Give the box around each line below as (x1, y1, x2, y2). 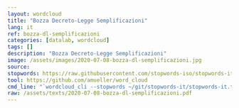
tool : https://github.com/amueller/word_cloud (7, 76, 148, 84)
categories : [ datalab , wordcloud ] (7, 37, 110, 44)
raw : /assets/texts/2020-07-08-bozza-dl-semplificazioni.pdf (7, 90, 193, 97)
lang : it (7, 23, 33, 31)
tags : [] (7, 43, 33, 50)
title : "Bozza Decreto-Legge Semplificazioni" (7, 17, 148, 24)
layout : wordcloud (7, 10, 62, 18)
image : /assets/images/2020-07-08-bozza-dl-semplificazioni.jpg (7, 57, 202, 64)
